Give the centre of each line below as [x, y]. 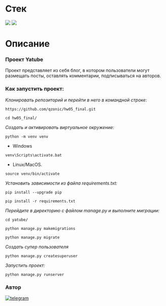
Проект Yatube [24, 59]
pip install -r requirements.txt [40, 201]
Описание [27, 44]
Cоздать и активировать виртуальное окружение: [60, 127]
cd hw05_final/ [21, 118]
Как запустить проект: [35, 89]
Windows [22, 146]
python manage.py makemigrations [40, 228]
